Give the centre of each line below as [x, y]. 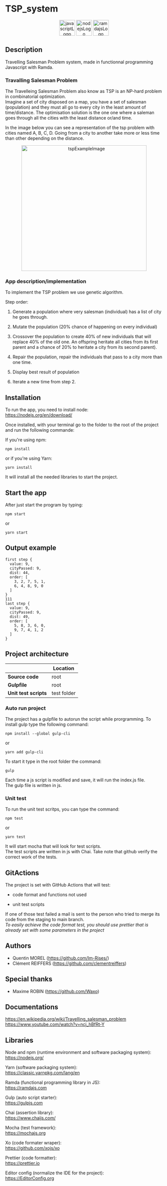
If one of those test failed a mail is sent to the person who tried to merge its [82, 914]
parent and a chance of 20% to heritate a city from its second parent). [85, 347]
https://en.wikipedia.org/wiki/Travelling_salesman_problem [66, 1019]
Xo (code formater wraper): [33, 1143]
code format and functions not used [49, 895]
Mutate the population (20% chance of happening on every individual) [85, 327]
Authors [18, 946]
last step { [17, 604]
